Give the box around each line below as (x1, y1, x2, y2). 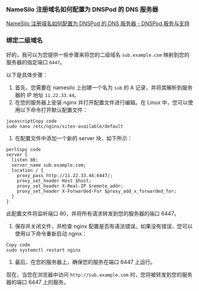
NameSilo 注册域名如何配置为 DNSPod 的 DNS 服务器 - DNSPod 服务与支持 (6, 20, 190, 27)
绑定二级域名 (6, 36, 43, 45)
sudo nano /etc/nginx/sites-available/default (6, 123, 124, 129)
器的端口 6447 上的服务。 (6, 278, 70, 286)
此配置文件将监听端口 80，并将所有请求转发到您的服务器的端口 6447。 (6, 210, 180, 217)
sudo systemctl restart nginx (6, 247, 81, 253)
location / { (11, 167, 44, 174)
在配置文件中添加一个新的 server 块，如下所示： (14, 134, 132, 141)
